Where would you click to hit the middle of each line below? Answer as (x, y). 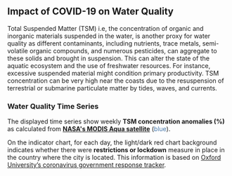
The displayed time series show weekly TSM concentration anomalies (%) (116, 121)
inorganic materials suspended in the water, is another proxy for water (109, 36)
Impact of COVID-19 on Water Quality (90, 12)
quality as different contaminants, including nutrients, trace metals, (104, 43)
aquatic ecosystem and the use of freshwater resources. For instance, (109, 65)
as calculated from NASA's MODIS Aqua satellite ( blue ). (89, 129)
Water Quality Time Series (53, 106)
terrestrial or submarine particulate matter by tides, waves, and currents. (112, 88)
